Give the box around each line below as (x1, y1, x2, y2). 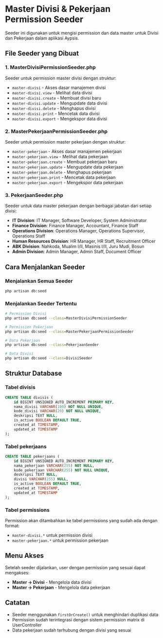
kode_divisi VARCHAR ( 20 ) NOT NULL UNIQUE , (14, 409, 101, 414)
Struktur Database (5, 369, 62, 378)
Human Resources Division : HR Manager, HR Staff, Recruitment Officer (12, 238, 156, 244)
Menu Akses (5, 552, 44, 560)
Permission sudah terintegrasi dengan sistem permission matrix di (12, 617, 145, 622)
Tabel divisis (5, 384, 36, 391)
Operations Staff (12, 233, 45, 239)
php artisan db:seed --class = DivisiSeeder (5, 356, 92, 361)
